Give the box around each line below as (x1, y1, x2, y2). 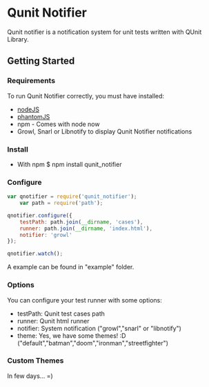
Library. (7, 35, 29, 43)
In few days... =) (7, 372, 53, 380)
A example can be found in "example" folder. (7, 263, 135, 271)
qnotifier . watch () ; (7, 251, 63, 258)
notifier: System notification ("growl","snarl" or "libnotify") (17, 324, 181, 332)
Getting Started (7, 55, 75, 67)
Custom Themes (7, 356, 64, 366)
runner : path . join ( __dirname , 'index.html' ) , (19, 225, 153, 232)
